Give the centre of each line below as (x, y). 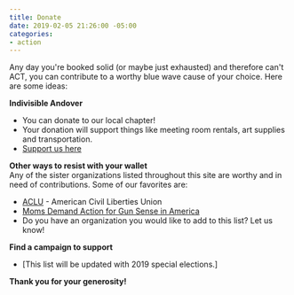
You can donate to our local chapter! (89, 120)
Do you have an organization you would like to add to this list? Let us (147, 221)
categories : (31, 34)
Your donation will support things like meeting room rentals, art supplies (154, 130)
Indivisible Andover (46, 104)
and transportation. (57, 139)
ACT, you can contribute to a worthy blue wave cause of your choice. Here (146, 77)
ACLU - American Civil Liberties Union (92, 202)
